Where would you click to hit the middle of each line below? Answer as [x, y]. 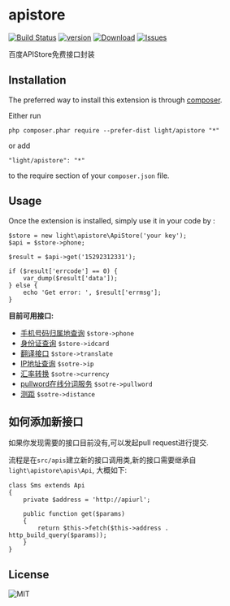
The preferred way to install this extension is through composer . [115, 100]
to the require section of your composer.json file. [89, 175]
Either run [25, 115]
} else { [23, 285]
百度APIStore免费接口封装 [52, 54]
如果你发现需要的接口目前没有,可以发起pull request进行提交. [108, 443]
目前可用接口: [31, 315]
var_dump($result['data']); [70, 278]
